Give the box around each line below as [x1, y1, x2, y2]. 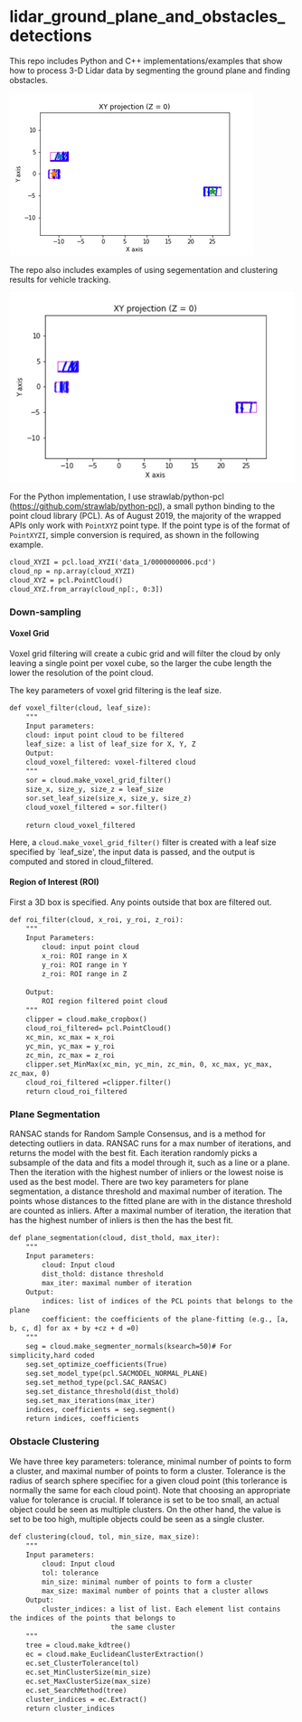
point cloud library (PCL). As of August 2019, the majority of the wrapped [9, 510, 282, 521]
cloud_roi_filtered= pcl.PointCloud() [25, 1024, 172, 1033]
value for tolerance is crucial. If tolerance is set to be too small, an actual [9, 1494, 280, 1505]
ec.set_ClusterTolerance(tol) [25, 1659, 140, 1668]
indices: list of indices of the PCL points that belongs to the [42, 1297, 294, 1306]
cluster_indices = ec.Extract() [25, 1695, 147, 1704]
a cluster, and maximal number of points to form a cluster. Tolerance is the [9, 1465, 287, 1476]
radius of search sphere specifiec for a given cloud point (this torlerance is [9, 1475, 288, 1486]
